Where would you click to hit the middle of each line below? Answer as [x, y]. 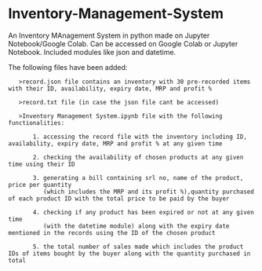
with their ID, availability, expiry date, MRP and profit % [110, 88]
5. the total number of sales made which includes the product [138, 247]
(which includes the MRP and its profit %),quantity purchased [149, 192]
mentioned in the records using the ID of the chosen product [112, 233]
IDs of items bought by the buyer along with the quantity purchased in [129, 253]
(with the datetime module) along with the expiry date [136, 226]
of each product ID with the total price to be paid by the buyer [119, 198]
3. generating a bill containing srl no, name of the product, [138, 178]
